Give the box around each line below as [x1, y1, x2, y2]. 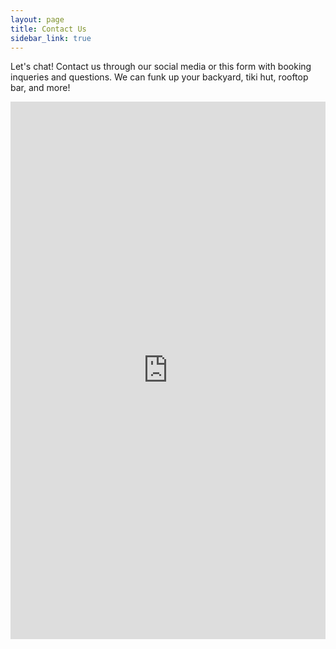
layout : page [10, 14, 65, 25]
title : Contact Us [10, 24, 87, 34]
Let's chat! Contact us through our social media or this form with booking [10, 61, 312, 73]
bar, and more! [10, 82, 71, 94]
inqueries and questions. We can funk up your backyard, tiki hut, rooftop [10, 71, 309, 83]
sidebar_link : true [10, 33, 92, 43]
